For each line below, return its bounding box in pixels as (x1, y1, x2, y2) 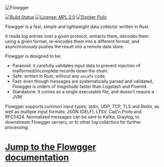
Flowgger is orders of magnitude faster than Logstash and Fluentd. (12, 83, 148, 89)
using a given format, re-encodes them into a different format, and (5, 38, 139, 44)
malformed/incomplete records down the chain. (12, 68, 109, 74)
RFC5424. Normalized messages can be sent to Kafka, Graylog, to (5, 114, 139, 120)
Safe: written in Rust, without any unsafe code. (12, 73, 107, 79)
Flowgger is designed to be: (5, 53, 61, 59)
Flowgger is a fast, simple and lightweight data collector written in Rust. (5, 24, 150, 29)
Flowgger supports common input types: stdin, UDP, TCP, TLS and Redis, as (5, 104, 160, 109)
